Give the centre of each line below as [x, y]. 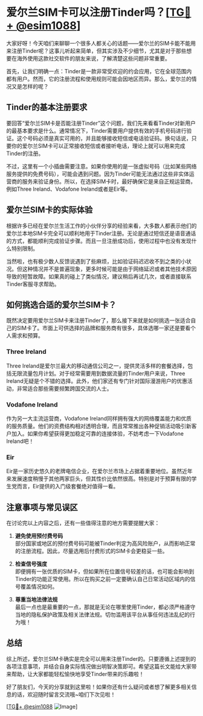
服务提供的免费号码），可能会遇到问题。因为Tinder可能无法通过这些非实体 [98, 174]
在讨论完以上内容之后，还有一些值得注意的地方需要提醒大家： [83, 523]
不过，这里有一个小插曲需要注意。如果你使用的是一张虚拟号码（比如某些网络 [101, 166]
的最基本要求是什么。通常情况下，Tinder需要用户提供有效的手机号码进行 [96, 130]
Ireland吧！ [20, 441]
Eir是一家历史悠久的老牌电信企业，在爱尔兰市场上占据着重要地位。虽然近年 [100, 471]
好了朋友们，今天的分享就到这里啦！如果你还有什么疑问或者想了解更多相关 [99, 687]
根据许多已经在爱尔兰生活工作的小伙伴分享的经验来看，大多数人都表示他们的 [101, 225]
